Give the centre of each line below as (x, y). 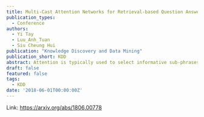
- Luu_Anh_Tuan (31, 40)
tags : (13, 79)
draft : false (23, 68)
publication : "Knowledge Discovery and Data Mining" (74, 51)
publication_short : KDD (36, 57)
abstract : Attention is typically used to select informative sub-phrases (103, 62)
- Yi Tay (23, 34)
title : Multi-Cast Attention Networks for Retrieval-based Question (95, 12)
